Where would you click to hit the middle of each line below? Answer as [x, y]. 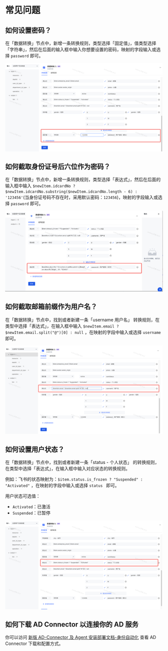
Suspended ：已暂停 [31, 513]
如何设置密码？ [28, 30]
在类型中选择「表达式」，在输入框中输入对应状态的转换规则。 [67, 468]
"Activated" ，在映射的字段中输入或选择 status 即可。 [62, 485]
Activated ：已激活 [31, 507]
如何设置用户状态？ [35, 449]
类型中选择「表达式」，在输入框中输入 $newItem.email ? [62, 326]
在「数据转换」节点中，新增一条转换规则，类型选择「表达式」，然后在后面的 [83, 179]
